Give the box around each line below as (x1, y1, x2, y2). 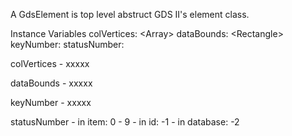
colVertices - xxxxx (10, 58, 90, 69)
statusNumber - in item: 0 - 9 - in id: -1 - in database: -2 (10, 116, 240, 128)
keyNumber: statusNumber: (10, 39, 125, 50)
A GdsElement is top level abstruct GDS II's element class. (10, 9, 250, 20)
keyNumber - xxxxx (10, 97, 92, 108)
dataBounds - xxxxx (10, 77, 93, 89)
